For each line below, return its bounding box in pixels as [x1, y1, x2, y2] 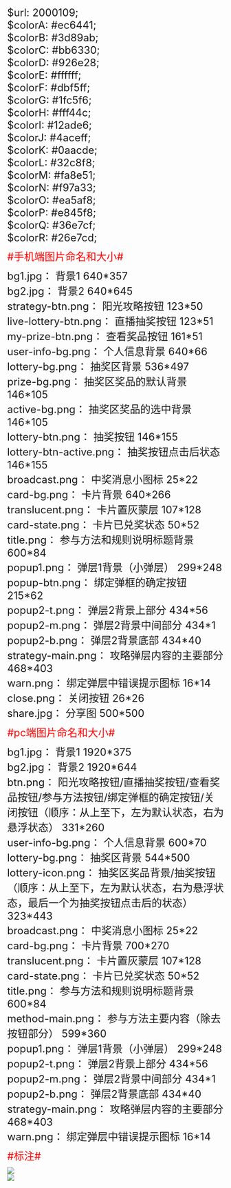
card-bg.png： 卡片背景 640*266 [7, 488, 171, 502]
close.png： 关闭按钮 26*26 [7, 692, 145, 705]
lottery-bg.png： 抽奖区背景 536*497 [7, 360, 189, 373]
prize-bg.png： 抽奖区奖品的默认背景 [7, 375, 188, 388]
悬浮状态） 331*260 [7, 821, 105, 834]
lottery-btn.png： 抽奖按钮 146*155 [7, 430, 179, 444]
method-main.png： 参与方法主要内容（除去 [7, 1012, 221, 1025]
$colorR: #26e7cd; [7, 231, 98, 244]
